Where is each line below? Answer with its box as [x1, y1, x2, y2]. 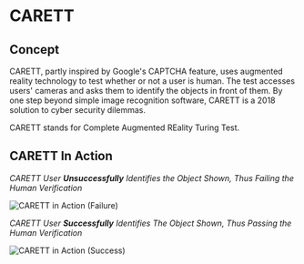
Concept [9, 42, 60, 57]
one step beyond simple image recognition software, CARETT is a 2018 [9, 95, 276, 106]
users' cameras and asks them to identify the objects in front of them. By [9, 86, 283, 96]
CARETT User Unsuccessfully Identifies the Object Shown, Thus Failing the [9, 172, 294, 183]
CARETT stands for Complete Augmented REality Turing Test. [9, 122, 240, 133]
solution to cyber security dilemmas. [9, 105, 147, 115]
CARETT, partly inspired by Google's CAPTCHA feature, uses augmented [9, 66, 284, 76]
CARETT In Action [9, 148, 114, 164]
